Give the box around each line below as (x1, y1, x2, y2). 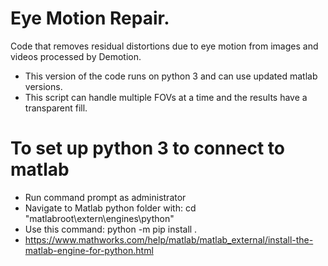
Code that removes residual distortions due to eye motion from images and (10, 40, 319, 52)
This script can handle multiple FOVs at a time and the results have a (24, 91, 308, 103)
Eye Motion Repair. (10, 7, 170, 30)
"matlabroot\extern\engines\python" (24, 212, 175, 224)
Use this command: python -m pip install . (24, 223, 198, 235)
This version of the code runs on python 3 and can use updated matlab (24, 70, 318, 82)
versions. (24, 80, 63, 92)
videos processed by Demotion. (10, 50, 142, 62)
